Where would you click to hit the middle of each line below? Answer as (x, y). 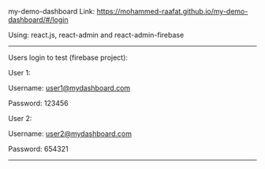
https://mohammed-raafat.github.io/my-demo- (172, 11)
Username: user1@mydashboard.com (69, 88)
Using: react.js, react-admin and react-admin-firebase (96, 35)
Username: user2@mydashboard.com (70, 134)
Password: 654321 (38, 149)
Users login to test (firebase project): (68, 57)
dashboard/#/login (38, 20)
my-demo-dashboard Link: (52, 11)
